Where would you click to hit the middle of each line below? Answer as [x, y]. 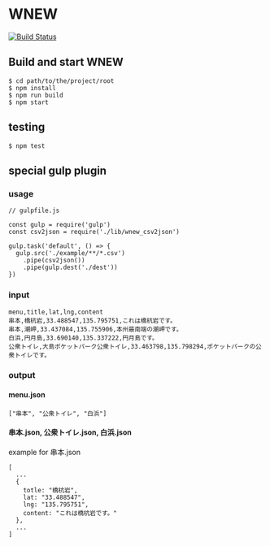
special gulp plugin [58, 170]
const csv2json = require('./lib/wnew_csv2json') [94, 232]
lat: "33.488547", [54, 497]
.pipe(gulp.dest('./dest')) [70, 268]
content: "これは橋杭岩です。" [70, 513]
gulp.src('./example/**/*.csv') [71, 253]
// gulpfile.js [34, 211]
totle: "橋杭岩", [50, 490]
